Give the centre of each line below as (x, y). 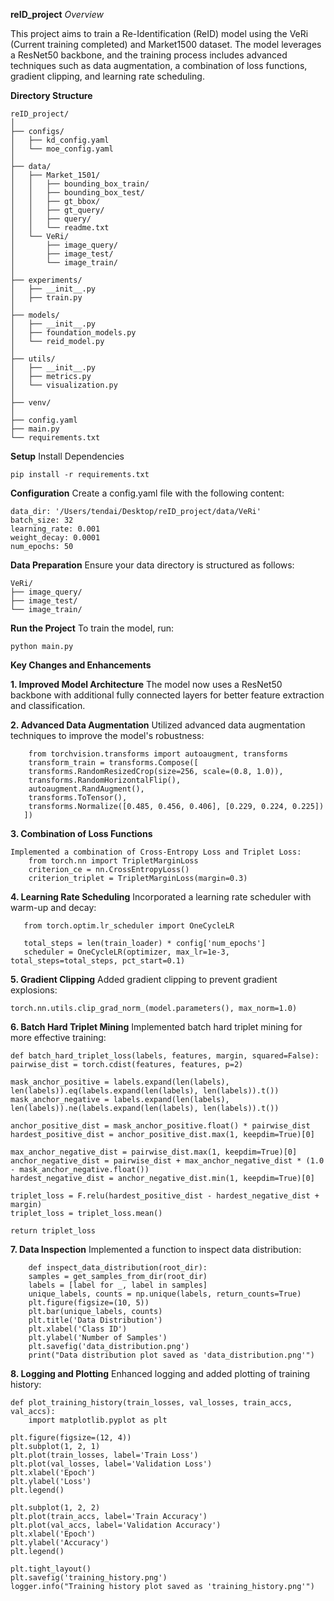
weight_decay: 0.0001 (55, 538)
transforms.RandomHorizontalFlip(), (105, 780)
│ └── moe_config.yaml (62, 149)
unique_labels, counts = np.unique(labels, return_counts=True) (165, 1294)
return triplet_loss (53, 1231)
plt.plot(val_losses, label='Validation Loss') (111, 1464)
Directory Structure (51, 95)
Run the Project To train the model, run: (92, 628)
